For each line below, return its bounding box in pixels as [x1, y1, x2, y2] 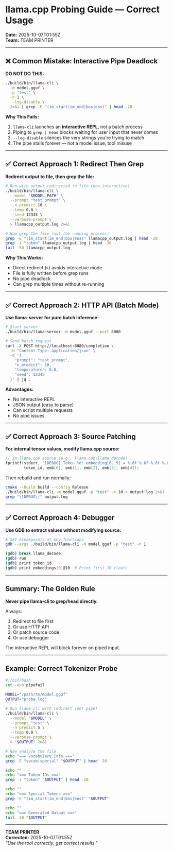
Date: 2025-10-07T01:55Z [5, 31, 61, 38]
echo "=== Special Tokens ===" [5, 791, 73, 796]
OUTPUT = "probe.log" [5, 697, 47, 702]
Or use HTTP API [12, 623, 49, 630]
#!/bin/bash [5, 678, 31, 683]
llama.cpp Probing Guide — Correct [5, 4, 160, 15]
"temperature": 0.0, [14, 367, 59, 372]
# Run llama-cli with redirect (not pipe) [5, 706, 98, 711]
